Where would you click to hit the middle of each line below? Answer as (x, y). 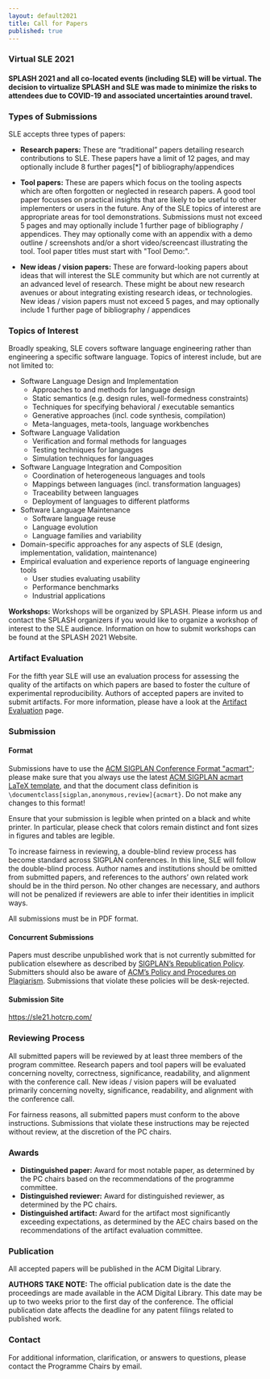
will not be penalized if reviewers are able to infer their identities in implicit (131, 894)
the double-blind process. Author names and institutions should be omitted (133, 868)
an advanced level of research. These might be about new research (132, 285)
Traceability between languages (85, 493)
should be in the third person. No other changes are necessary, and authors (134, 885)
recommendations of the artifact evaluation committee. (111, 1230)
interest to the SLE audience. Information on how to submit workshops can (132, 629)
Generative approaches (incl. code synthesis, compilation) (129, 415)
